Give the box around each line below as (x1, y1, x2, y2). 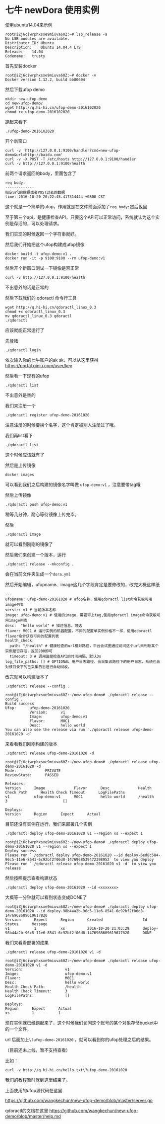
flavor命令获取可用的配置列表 (5, 634, 59, 639)
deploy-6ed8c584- (124, 853, 161, 858)
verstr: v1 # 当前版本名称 (5, 607, 56, 612)
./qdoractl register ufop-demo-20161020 (5, 412, 90, 417)
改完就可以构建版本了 (5, 674, 49, 680)
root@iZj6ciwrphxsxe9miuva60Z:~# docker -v (5, 73, 97, 78)
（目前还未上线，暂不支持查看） (5, 1047, 70, 1053)
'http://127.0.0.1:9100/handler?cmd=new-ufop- (23, 148, 121, 153)
